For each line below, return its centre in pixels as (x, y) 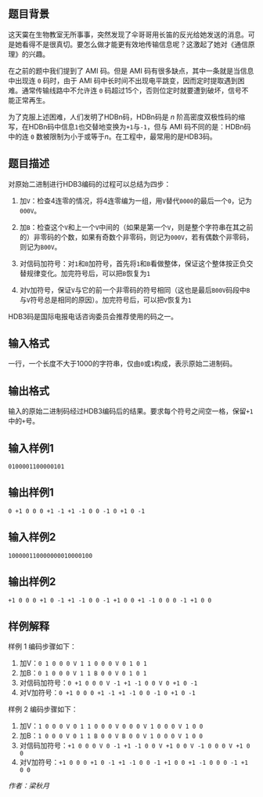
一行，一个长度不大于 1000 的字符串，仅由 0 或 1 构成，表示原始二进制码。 (122, 364)
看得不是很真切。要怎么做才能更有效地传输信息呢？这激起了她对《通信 (135, 44)
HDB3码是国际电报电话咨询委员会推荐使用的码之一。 (93, 316)
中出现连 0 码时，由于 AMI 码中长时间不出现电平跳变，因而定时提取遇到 (123, 80)
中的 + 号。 (24, 421)
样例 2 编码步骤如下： (43, 709)
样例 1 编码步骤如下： (42, 646)
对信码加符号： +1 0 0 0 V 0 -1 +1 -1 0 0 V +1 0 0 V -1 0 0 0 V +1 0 (135, 746)
